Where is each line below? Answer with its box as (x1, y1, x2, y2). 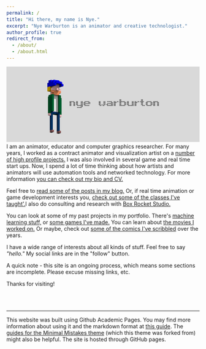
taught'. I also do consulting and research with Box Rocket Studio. (6, 200, 171, 208)
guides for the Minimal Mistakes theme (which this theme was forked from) (6, 329, 196, 336)
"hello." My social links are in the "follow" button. (6, 250, 130, 257)
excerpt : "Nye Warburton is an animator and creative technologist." (6, 23, 188, 29)
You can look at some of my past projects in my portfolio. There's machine (6, 212, 194, 219)
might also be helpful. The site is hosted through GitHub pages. (6, 336, 167, 343)
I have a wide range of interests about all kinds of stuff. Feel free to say (6, 243, 186, 250)
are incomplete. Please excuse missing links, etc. (6, 268, 131, 276)
